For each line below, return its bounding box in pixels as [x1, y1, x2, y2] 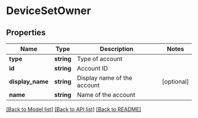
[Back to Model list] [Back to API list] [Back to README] [6, 106, 141, 113]
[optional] [161, 77, 189, 86]
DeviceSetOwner [6, 4, 91, 18]
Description [100, 45, 134, 53]
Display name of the [77, 74, 133, 82]
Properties [6, 28, 46, 38]
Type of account [77, 55, 123, 63]
